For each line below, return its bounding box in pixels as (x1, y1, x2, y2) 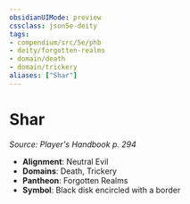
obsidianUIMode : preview (9, 12, 102, 22)
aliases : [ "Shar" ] (9, 71, 78, 80)
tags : (9, 29, 29, 38)
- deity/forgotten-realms (9, 46, 105, 55)
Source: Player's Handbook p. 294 (9, 139, 136, 150)
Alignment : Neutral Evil (21, 156, 109, 167)
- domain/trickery (9, 63, 78, 72)
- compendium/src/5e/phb (9, 37, 102, 47)
